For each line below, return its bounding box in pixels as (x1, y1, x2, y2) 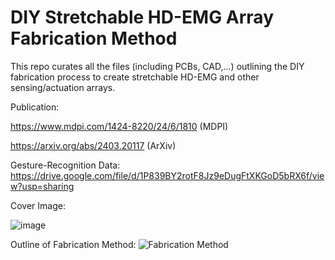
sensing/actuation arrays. (10, 81, 116, 93)
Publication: (10, 101, 60, 113)
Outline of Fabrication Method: (10, 238, 137, 250)
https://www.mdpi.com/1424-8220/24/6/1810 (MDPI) (10, 120, 229, 132)
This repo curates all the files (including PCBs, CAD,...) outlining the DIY (10, 60, 305, 72)
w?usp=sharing (10, 180, 75, 192)
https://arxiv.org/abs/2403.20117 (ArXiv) (10, 139, 177, 151)
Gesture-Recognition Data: (10, 159, 121, 171)
